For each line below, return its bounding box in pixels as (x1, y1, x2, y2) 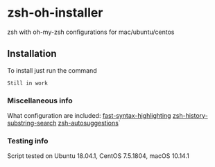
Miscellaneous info (7, 96, 73, 105)
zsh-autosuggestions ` (58, 119, 121, 128)
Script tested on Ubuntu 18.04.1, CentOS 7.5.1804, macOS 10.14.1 (7, 152, 189, 160)
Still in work (7, 80, 49, 87)
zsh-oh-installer (7, 5, 103, 21)
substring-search (7, 119, 57, 128)
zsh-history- (172, 112, 208, 120)
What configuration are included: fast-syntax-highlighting (7, 112, 171, 120)
